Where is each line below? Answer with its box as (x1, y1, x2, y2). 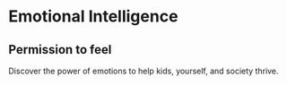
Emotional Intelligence (8, 6, 178, 27)
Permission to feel (8, 42, 112, 57)
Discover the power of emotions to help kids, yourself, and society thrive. (8, 65, 279, 76)
